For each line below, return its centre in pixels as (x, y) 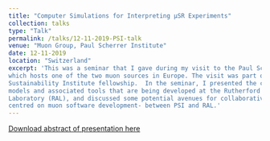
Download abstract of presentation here (74, 129)
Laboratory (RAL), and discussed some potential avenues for (113, 98)
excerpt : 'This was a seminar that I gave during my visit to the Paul (131, 68)
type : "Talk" (30, 31)
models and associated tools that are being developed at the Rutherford (135, 91)
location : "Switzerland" (50, 61)
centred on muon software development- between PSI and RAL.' (115, 106)
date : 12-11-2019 (37, 53)
